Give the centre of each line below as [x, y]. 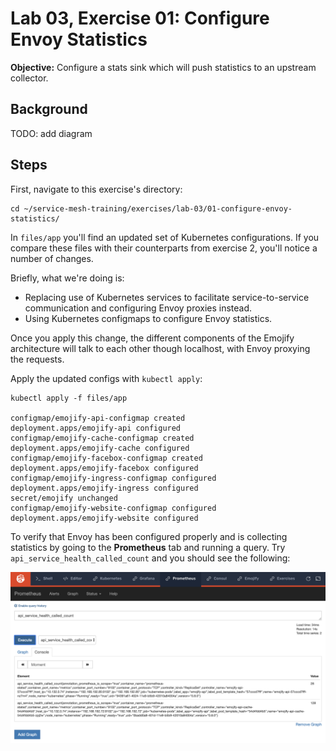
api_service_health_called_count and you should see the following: [150, 558]
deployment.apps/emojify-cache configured [100, 448]
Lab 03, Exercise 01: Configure [140, 18]
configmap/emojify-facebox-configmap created [106, 458]
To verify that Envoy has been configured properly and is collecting [149, 536]
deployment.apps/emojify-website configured [104, 518]
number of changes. [52, 258]
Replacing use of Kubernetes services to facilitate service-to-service [167, 297]
